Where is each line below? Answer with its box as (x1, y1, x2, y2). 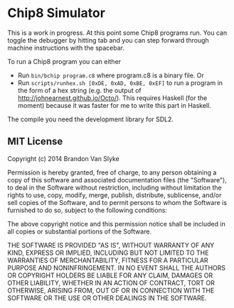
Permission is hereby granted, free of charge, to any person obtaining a (7, 168, 217, 177)
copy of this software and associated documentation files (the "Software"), (7, 175, 228, 184)
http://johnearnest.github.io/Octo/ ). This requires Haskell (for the (17, 94, 208, 102)
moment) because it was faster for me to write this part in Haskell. (17, 101, 211, 109)
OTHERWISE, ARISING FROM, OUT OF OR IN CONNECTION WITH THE (7, 286, 215, 295)
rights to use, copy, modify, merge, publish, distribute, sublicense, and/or (7, 190, 222, 199)
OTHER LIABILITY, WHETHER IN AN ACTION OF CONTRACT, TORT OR (7, 278, 215, 287)
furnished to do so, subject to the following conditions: (7, 206, 167, 214)
